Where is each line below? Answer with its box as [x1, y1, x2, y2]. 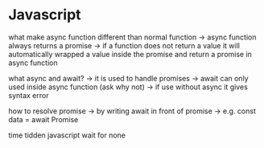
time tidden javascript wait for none [8, 130, 126, 140]
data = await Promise [8, 114, 79, 124]
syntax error [8, 90, 49, 100]
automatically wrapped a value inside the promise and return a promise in [8, 49, 252, 59]
